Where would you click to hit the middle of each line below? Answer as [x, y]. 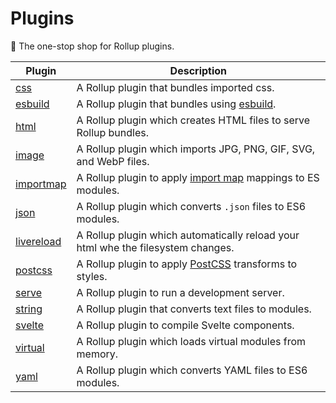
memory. [97, 354]
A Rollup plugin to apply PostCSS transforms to [187, 264]
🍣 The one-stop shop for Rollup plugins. [92, 46]
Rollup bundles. [113, 132]
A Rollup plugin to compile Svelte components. [185, 325]
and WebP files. [113, 161]
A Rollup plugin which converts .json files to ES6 [191, 206]
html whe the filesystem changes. [155, 247]
